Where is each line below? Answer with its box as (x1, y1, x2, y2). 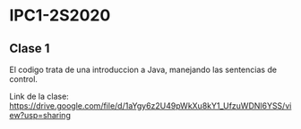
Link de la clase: (9, 91, 69, 101)
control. (9, 74, 39, 85)
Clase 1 (9, 41, 50, 56)
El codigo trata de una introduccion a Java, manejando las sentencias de (9, 64, 278, 75)
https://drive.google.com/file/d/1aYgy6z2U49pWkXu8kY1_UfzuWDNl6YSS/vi (9, 101, 292, 111)
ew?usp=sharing (9, 110, 72, 120)
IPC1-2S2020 (9, 5, 111, 26)
